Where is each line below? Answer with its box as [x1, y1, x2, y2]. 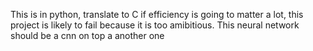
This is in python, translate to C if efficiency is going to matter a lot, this [10, 9, 304, 20]
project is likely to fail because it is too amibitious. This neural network [10, 19, 300, 31]
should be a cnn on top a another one [10, 30, 165, 41]
